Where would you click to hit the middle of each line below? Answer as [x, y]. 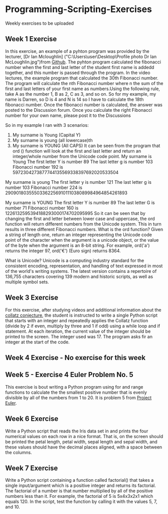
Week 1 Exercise [31, 39]
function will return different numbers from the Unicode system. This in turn [83, 224]
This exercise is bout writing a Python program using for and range [74, 387]
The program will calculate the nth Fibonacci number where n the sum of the [84, 83]
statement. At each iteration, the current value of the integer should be [78, 331]
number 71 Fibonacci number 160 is [42, 208]
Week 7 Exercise [32, 468]
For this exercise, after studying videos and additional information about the [83, 310]
